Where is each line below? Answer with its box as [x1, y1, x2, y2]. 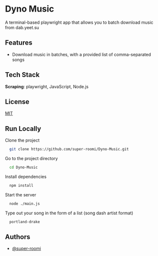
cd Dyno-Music [9, 165, 38, 170]
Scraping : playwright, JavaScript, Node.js [5, 83, 89, 89]
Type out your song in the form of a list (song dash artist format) [5, 210, 133, 216]
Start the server [5, 192, 36, 197]
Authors [5, 233, 31, 241]
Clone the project [5, 137, 40, 144]
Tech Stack [5, 71, 40, 79]
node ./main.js [9, 201, 40, 206]
